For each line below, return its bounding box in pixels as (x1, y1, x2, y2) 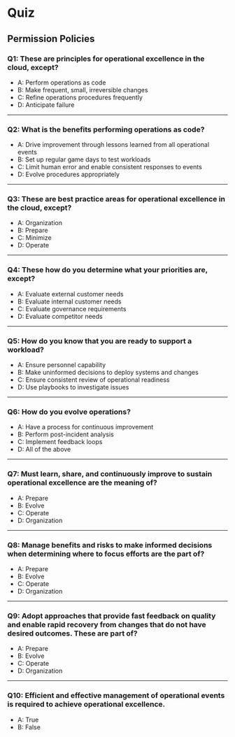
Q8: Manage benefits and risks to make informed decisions (7, 540, 213, 550)
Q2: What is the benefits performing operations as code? (7, 124, 205, 134)
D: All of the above (17, 445, 71, 454)
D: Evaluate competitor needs (17, 312, 103, 320)
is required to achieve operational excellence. (7, 699, 166, 709)
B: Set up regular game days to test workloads (17, 155, 151, 164)
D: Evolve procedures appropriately (17, 170, 120, 179)
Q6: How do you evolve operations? (7, 407, 131, 417)
